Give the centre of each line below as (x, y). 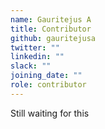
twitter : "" (35, 47)
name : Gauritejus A (51, 19)
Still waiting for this (50, 113)
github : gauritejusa (53, 38)
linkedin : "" (37, 57)
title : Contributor (51, 29)
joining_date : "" (46, 76)
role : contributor (48, 85)
